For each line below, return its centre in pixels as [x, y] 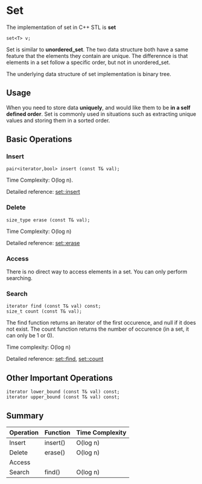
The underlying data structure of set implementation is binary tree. [89, 74]
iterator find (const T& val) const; [54, 306]
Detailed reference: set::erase [43, 243]
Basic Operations [39, 139]
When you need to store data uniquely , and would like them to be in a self [99, 107]
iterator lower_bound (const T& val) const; [63, 392]
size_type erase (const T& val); [48, 220]
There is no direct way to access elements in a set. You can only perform [97, 272]
